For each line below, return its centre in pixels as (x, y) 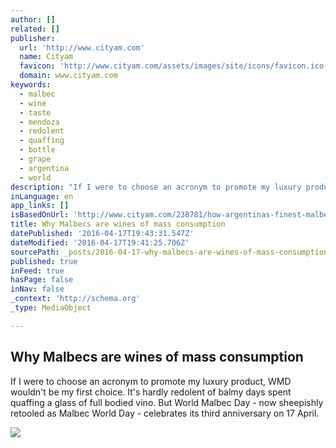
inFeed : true (37, 271)
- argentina (44, 168)
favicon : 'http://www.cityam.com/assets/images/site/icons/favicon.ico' (174, 66)
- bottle (37, 150)
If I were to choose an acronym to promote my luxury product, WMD (151, 381)
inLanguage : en (42, 196)
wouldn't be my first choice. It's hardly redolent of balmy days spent (151, 392)
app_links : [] (40, 206)
